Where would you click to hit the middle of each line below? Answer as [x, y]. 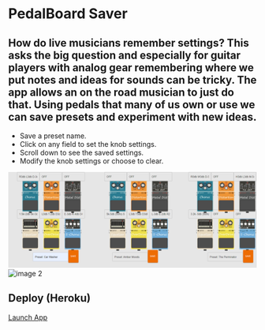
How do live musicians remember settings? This [129, 43]
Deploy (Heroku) [49, 298]
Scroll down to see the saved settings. [82, 152]
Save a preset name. [53, 136]
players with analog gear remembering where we [131, 67]
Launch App [28, 317]
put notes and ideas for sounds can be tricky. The [132, 80]
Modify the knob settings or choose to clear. [91, 161]
